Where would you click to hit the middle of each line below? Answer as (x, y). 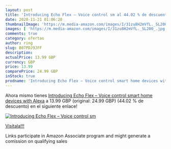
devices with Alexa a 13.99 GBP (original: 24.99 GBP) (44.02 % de (75, 101)
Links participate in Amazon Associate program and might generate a (78, 136)
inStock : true (20, 76)
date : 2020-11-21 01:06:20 (34, 19)
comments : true (21, 34)
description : (19, 52)
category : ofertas (25, 39)
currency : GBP (20, 62)
